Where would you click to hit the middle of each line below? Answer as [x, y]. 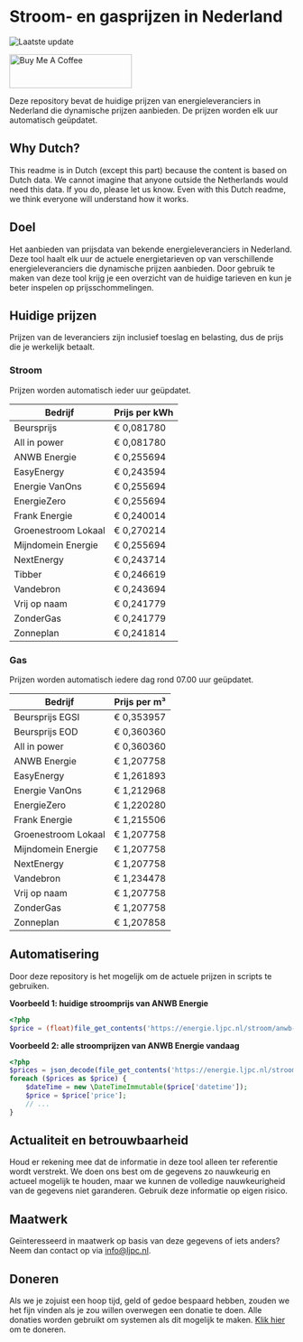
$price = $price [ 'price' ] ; [76, 1096]
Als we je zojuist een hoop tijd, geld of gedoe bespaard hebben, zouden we [150, 1300]
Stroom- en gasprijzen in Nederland [146, 17]
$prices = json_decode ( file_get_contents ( [90, 1070]
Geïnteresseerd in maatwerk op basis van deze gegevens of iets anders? [145, 1241]
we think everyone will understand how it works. [99, 199]
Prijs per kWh [144, 412]
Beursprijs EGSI [47, 717]
